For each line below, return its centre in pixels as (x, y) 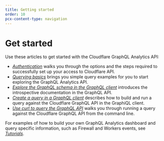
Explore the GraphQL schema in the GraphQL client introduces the (80, 87)
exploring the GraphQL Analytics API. (50, 82)
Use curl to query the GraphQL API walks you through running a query (84, 108)
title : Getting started (30, 10)
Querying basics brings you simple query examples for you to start (80, 77)
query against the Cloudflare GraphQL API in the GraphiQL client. (78, 103)
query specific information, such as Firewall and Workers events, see (75, 128)
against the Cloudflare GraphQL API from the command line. (73, 113)
